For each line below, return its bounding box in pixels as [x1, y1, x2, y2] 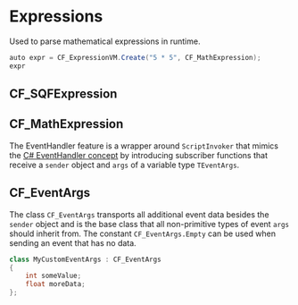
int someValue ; [25, 271, 82, 281]
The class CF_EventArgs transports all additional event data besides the [9, 208, 269, 220]
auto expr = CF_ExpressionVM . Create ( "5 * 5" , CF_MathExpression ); [9, 53, 261, 62]
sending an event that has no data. [9, 237, 137, 248]
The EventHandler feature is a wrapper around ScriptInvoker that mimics [9, 140, 279, 151]
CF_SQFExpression [9, 87, 118, 102]
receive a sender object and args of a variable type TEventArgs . [9, 159, 240, 170]
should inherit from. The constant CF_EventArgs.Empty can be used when [9, 228, 277, 239]
